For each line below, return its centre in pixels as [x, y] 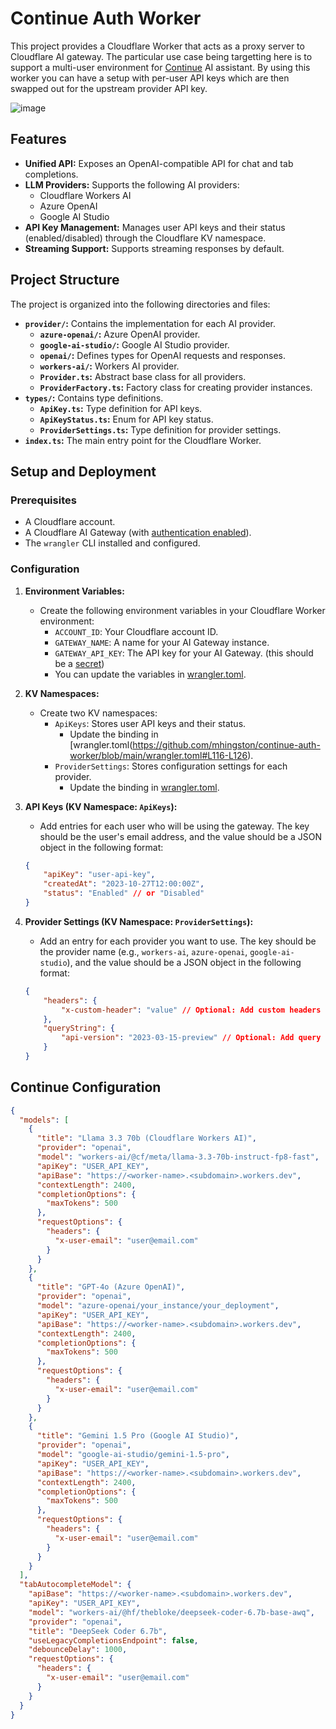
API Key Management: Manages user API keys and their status [155, 227]
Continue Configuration [86, 1087]
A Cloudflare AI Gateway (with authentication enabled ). [138, 533]
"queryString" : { [79, 1028]
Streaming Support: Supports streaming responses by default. [154, 248]
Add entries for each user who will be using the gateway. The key [174, 826]
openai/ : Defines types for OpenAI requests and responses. [162, 355]
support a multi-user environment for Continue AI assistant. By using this [160, 67]
